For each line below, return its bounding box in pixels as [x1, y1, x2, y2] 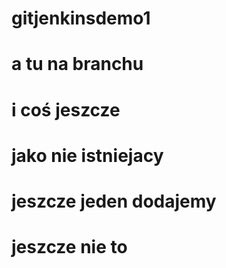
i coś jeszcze [11, 98, 121, 121]
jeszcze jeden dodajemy [11, 190, 217, 212]
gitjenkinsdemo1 [11, 7, 151, 30]
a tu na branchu [11, 53, 144, 76]
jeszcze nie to [11, 236, 128, 259]
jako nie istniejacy [11, 144, 164, 167]
